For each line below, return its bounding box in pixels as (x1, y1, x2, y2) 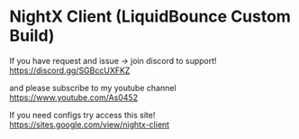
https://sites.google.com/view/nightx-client (9, 119, 169, 130)
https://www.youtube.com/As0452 (9, 92, 138, 103)
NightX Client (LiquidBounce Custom (9, 6, 291, 27)
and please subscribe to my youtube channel (9, 82, 177, 93)
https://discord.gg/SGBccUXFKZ (9, 65, 131, 76)
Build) (9, 25, 55, 46)
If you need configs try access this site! (9, 109, 156, 120)
